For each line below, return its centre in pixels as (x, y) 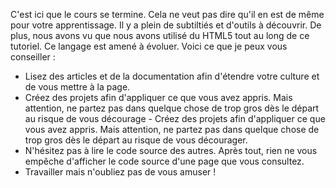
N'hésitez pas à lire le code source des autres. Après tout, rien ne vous (171, 150)
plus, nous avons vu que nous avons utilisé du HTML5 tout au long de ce (160, 35)
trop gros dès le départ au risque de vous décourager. (136, 140)
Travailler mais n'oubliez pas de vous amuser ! (120, 172)
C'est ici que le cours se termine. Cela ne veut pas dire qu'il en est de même (167, 14)
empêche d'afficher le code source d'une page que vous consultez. (164, 161)
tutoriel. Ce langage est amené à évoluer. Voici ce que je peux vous (149, 46)
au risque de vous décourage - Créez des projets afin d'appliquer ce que (175, 118)
